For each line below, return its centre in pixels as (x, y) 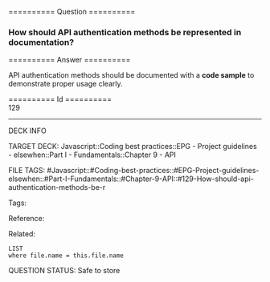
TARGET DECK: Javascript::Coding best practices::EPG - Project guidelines (133, 147)
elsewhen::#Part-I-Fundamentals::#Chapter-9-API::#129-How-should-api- (131, 179)
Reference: (27, 219)
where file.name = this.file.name (66, 256)
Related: (22, 234)
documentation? (41, 42)
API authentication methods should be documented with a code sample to (131, 75)
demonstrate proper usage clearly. (65, 84)
